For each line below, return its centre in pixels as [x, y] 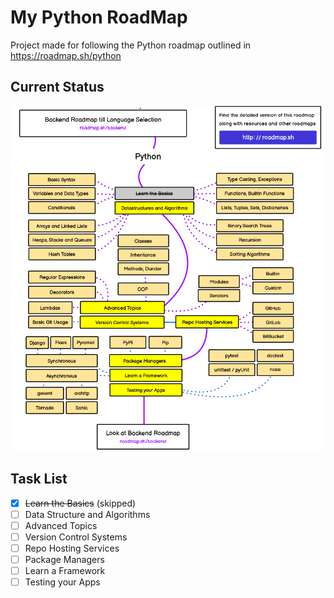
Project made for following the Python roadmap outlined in [131, 45]
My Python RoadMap [99, 17]
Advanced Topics [61, 525]
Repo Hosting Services [72, 548]
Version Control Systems [76, 537]
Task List [39, 479]
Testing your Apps [62, 582]
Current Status [57, 87]
